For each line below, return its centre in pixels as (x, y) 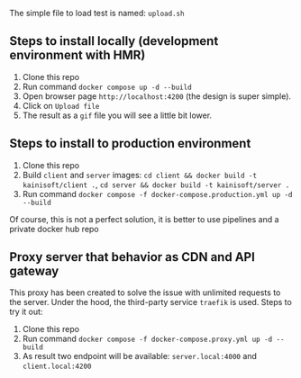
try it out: (26, 312)
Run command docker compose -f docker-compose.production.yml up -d (157, 193)
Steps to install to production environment (130, 144)
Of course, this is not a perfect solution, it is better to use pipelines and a (144, 219)
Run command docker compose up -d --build (107, 86)
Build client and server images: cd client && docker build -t (140, 175)
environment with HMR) (78, 55)
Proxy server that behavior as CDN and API (132, 257)
